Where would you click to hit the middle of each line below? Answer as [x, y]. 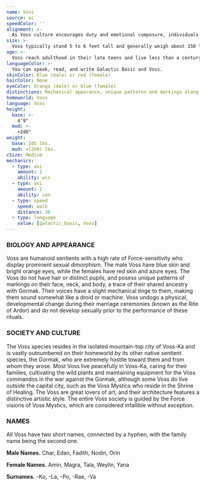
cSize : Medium [25, 155]
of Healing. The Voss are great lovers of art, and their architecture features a [103, 392]
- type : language [34, 218]
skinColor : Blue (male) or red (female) [59, 75]
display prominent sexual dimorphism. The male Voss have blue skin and [98, 265]
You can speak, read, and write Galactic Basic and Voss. [88, 69]
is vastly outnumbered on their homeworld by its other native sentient [94, 353]
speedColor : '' [26, 23]
